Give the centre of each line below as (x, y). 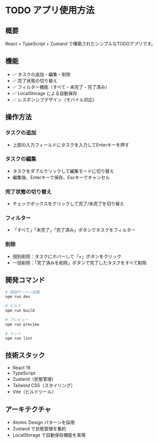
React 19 (21, 368)
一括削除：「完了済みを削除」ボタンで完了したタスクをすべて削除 (80, 262)
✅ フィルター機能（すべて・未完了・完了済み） (61, 87)
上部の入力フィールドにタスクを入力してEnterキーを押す (71, 145)
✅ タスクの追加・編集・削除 (42, 74)
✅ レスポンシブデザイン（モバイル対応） (55, 100)
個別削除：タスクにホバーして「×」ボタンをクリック (67, 256)
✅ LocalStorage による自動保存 (45, 93)
